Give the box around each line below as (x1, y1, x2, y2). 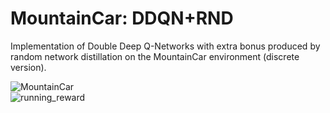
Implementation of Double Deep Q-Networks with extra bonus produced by (10, 40, 321, 52)
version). (10, 61, 47, 73)
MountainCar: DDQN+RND (10, 7, 234, 30)
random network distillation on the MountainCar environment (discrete (10, 50, 300, 62)
